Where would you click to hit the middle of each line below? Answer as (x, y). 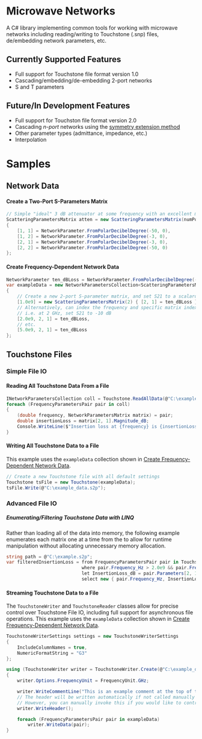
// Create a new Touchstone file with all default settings (83, 477)
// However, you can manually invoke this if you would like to (99, 703)
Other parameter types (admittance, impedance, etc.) (81, 133)
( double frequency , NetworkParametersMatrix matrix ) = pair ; (95, 416)
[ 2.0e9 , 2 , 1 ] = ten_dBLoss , (54, 319)
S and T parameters (39, 87)
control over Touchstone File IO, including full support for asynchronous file (100, 613)
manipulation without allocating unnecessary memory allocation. (86, 546)
